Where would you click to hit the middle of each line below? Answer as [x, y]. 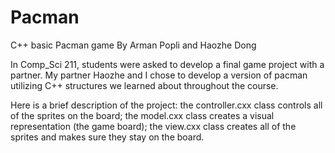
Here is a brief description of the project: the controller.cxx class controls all [166, 105]
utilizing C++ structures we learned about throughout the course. [144, 85]
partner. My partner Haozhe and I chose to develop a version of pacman [159, 75]
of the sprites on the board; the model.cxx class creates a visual [142, 115]
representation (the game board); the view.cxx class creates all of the [153, 126]
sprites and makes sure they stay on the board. [107, 137]
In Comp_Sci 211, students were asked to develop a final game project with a [167, 64]
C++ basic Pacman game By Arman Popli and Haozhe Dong [133, 45]
